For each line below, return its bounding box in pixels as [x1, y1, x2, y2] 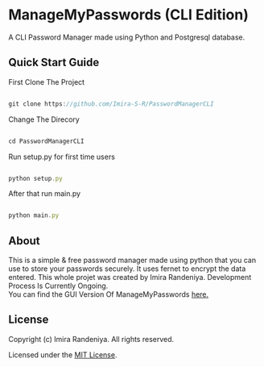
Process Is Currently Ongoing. [8, 281, 109, 291]
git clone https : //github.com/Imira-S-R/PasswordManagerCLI [8, 99, 215, 108]
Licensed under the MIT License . [8, 349, 118, 360]
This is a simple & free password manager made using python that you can [8, 256, 256, 265]
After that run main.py [8, 189, 81, 198]
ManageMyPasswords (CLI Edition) [8, 6, 250, 24]
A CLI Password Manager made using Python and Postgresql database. [8, 32, 245, 42]
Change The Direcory [8, 115, 80, 124]
